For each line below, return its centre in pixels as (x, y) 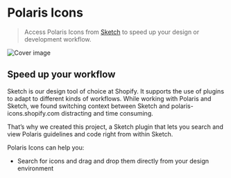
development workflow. (58, 39)
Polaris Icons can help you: (46, 148)
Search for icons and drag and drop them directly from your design (113, 161)
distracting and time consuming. (108, 113)
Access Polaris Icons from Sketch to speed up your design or (112, 32)
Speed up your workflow (61, 74)
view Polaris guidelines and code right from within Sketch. (90, 134)
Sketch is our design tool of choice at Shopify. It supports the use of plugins (115, 91)
